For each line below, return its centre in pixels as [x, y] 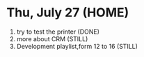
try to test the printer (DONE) [58, 32]
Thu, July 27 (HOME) [68, 13]
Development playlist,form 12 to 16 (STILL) [77, 46]
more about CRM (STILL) [52, 38]
